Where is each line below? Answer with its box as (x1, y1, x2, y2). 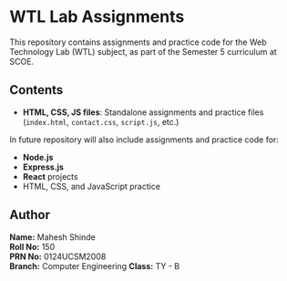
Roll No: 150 (9, 241, 56, 252)
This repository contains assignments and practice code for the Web (9, 36, 267, 47)
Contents (9, 82, 64, 98)
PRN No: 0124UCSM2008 (9, 251, 107, 262)
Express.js (22, 161, 64, 172)
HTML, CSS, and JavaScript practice (22, 181, 161, 192)
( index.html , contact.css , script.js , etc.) (22, 116, 179, 127)
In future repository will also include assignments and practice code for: (9, 134, 280, 145)
